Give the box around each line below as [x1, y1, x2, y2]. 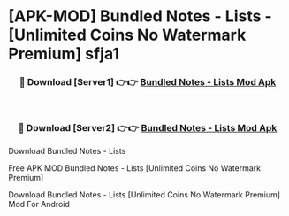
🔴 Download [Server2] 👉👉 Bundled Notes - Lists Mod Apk [18, 122, 278, 135]
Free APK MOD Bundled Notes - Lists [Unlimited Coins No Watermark [8, 162, 262, 174]
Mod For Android [8, 198, 70, 209]
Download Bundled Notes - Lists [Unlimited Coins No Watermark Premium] [8, 189, 280, 200]
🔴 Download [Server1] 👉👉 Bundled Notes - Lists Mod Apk [19, 76, 277, 89]
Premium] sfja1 [8, 44, 120, 64]
